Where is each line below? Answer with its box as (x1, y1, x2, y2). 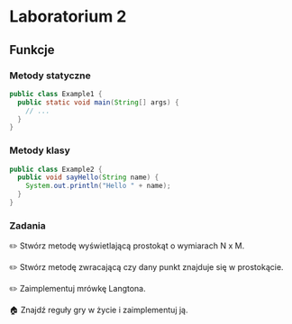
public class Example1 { (9, 89, 103, 98)
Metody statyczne (9, 69, 92, 82)
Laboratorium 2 (9, 6, 127, 27)
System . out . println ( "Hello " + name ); (25, 182, 171, 191)
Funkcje (9, 42, 56, 58)
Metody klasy (9, 144, 70, 157)
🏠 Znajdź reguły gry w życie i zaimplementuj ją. (9, 304, 188, 316)
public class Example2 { (9, 165, 103, 174)
